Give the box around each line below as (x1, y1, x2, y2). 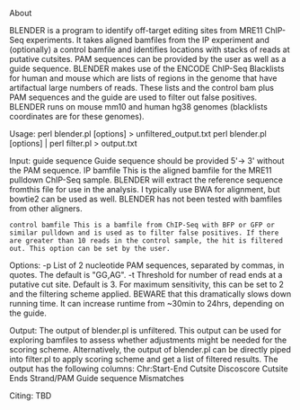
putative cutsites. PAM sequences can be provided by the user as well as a (9, 54, 287, 64)
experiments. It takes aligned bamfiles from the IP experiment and (25, 35, 269, 45)
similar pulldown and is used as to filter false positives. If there (9, 228, 279, 237)
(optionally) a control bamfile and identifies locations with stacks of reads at (9, 44, 290, 55)
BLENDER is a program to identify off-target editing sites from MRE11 (9, 25, 263, 35)
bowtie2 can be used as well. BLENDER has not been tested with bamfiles (9, 193, 283, 204)
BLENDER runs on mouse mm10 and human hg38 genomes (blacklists (9, 102, 268, 111)
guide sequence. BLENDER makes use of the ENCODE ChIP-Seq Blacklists (9, 63, 285, 74)
